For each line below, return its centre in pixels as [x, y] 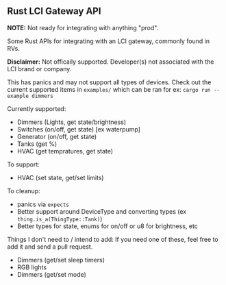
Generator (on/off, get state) [57, 136]
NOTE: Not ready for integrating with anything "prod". [83, 27]
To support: [23, 164]
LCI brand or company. [39, 69]
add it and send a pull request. [50, 247]
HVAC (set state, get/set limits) [60, 177]
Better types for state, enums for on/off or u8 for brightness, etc [108, 226]
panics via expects [43, 204]
